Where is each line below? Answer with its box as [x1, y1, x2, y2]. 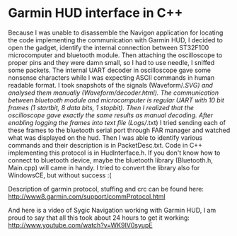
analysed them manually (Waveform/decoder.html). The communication [8, 88, 219, 97]
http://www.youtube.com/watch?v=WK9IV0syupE [8, 220, 153, 229]
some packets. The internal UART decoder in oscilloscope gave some [8, 66, 212, 74]
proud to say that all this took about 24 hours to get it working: [8, 213, 190, 222]
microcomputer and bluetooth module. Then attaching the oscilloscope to [8, 51, 223, 59]
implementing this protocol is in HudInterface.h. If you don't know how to [8, 148, 221, 157]
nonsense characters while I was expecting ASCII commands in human [8, 73, 215, 82]
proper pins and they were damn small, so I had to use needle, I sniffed [8, 58, 215, 66]
